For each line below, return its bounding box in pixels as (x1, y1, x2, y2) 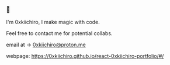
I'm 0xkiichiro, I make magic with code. (6, 19, 100, 26)
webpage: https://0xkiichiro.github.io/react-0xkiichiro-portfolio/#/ (6, 53, 164, 60)
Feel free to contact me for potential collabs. (6, 30, 113, 37)
